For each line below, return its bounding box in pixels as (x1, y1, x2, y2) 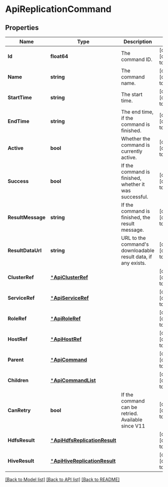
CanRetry (7, 407, 31, 414)
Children (7, 377, 29, 384)
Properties (5, 23, 39, 32)
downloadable (120, 247, 155, 254)
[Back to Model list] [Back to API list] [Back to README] (5, 477, 120, 483)
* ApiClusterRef (50, 274, 88, 281)
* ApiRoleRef (50, 315, 81, 322)
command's (120, 241, 149, 248)
